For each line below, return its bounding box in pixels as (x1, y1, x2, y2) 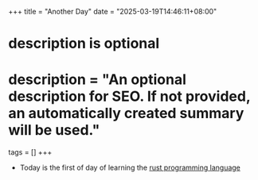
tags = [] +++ (8, 147, 53, 157)
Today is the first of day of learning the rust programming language (19, 163, 241, 173)
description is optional (8, 35, 160, 52)
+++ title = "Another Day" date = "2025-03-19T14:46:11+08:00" (8, 7, 217, 16)
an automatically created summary (8, 105, 244, 122)
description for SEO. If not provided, (8, 87, 251, 105)
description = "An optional (8, 71, 187, 89)
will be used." (8, 121, 100, 140)
